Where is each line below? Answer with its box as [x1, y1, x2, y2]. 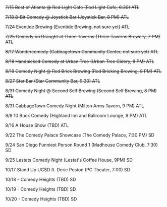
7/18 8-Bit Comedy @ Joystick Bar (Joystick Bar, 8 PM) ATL [5, 14, 129, 20]
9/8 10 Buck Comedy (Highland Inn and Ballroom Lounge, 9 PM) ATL [5, 113, 148, 118]
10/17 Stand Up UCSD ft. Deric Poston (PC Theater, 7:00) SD [5, 167, 130, 173]
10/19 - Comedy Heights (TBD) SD [5, 186, 76, 192]
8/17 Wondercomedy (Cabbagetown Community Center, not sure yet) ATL [5, 49, 159, 54]
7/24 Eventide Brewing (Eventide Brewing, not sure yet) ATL [5, 24, 130, 30]
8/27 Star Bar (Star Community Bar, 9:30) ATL [5, 78, 100, 84]
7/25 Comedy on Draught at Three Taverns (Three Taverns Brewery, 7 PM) [5, 34, 160, 39]
